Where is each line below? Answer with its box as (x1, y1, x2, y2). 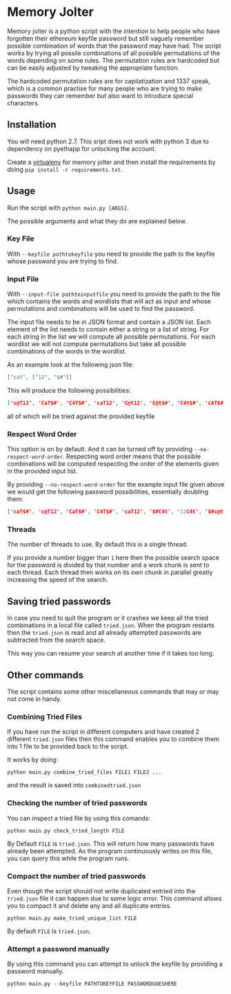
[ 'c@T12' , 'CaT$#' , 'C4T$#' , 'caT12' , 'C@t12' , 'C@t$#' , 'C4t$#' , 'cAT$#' (7, 400, 227, 407)
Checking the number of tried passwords (7, 798, 148, 808)
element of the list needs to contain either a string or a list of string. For (7, 325, 209, 334)
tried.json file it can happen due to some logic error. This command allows (7, 894, 222, 902)
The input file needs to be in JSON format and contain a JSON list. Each (7, 318, 212, 326)
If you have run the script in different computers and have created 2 (7, 728, 200, 736)
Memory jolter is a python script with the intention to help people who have (7, 27, 221, 35)
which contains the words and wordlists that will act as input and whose (7, 297, 212, 305)
